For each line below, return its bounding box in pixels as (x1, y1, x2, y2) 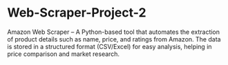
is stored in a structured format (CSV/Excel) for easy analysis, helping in (7, 42, 212, 50)
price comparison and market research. (7, 50, 120, 58)
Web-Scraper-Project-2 (7, 5, 146, 21)
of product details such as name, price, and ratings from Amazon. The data (7, 35, 221, 43)
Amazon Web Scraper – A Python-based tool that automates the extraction (7, 28, 220, 36)
